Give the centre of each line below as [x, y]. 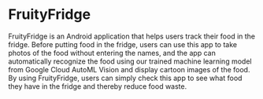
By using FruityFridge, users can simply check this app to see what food [125, 78]
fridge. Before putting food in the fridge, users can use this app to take [123, 44]
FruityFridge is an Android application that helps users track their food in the [132, 36]
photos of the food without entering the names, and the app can [112, 53]
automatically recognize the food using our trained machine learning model [130, 61]
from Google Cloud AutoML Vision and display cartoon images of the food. [129, 69]
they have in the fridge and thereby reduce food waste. [98, 86]
